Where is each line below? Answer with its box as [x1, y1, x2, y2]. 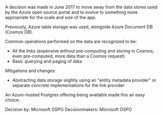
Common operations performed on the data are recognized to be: [5, 39, 137, 44]
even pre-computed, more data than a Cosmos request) [12, 53, 125, 59]
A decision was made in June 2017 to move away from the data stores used [5, 4, 158, 10]
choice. [5, 97, 21, 103]
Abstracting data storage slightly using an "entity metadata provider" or [12, 78, 157, 83]
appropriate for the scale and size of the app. [5, 15, 96, 20]
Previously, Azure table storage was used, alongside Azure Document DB [5, 24, 153, 30]
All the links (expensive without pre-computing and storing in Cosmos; [12, 48, 154, 54]
